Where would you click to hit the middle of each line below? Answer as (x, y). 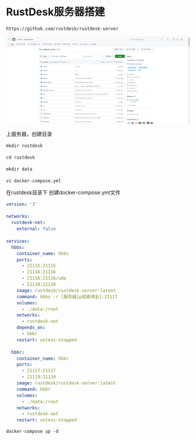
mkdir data (19, 169)
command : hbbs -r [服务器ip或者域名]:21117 (67, 297)
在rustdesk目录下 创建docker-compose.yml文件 (63, 192)
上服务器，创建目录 (29, 134)
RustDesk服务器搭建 (55, 12)
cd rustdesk (20, 157)
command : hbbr (34, 389)
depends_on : (31, 328)
